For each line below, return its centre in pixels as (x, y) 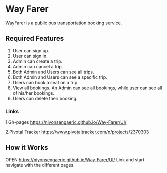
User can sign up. (31, 50)
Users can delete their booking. (45, 98)
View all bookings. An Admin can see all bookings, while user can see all (87, 88)
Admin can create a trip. (37, 61)
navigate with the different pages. (40, 165)
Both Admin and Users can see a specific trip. (60, 77)
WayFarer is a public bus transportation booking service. (64, 23)
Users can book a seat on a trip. (45, 82)
